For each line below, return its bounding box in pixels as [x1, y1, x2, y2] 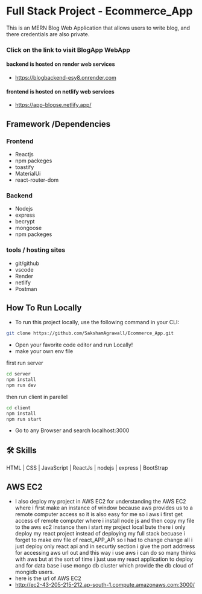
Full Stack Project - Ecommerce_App [6, 4, 193, 18]
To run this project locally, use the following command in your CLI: [14, 319, 180, 326]
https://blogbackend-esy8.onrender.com [14, 74, 116, 81]
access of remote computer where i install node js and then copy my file [14, 517, 195, 525]
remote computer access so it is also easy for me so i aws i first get [14, 511, 183, 518]
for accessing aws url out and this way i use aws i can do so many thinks [14, 549, 196, 557]
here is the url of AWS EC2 [14, 575, 81, 582]
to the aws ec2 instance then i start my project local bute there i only [14, 523, 186, 531]
